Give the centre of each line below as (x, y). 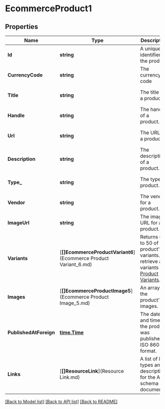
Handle (16, 115)
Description (22, 159)
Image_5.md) (75, 303)
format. (148, 351)
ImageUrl (18, 223)
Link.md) (70, 377)
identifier (150, 55)
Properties (22, 27)
